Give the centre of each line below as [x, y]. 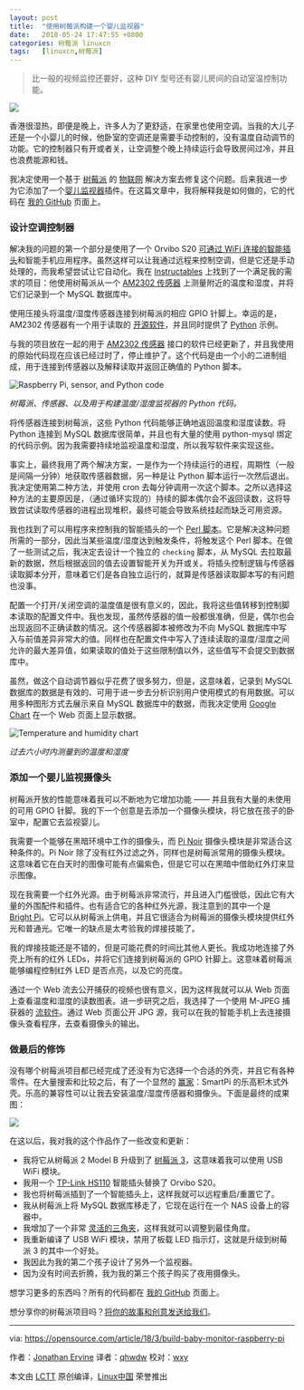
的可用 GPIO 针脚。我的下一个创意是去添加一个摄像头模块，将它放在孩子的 [148, 810]
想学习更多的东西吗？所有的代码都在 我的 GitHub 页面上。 [117, 1293]
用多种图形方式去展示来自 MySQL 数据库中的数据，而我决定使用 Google [143, 704]
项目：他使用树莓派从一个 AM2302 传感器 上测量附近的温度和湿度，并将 [159, 283]
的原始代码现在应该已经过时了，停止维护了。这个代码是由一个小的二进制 [144, 355]
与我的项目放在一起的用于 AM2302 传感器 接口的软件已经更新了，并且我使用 [152, 344]
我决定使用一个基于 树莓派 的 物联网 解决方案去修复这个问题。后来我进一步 [148, 179]
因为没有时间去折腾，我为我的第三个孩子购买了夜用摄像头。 [133, 1273]
